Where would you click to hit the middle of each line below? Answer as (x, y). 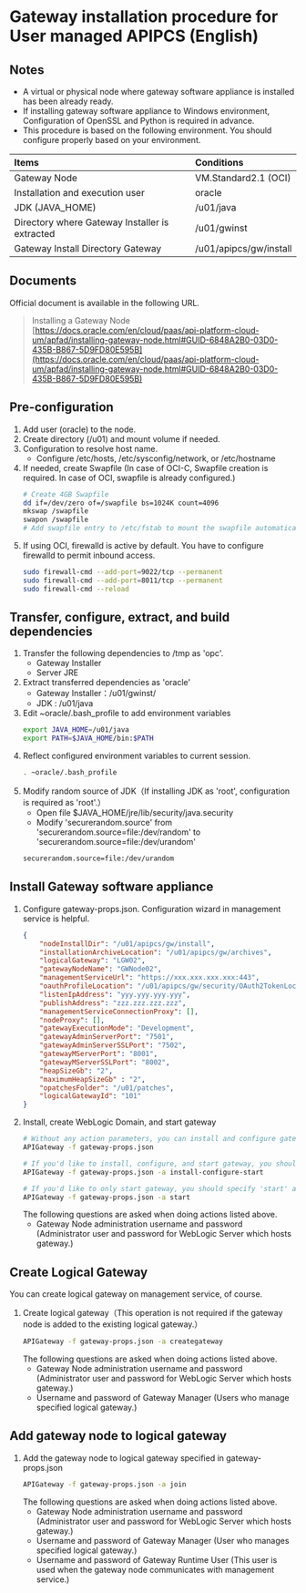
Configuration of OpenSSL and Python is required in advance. (138, 121)
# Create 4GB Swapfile (66, 494)
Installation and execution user (80, 193)
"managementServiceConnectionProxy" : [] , (119, 1012)
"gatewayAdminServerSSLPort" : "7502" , (113, 1045)
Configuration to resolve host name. (90, 448)
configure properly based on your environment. (112, 140)
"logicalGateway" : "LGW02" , (92, 961)
